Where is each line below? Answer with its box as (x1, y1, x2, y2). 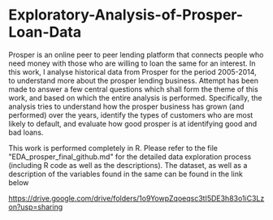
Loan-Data (8, 23, 82, 41)
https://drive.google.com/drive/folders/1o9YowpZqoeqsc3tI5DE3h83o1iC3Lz (8, 193, 265, 203)
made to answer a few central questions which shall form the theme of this (8, 84, 258, 94)
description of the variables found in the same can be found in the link (8, 169, 244, 179)
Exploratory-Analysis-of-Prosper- (8, 6, 244, 24)
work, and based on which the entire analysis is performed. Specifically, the (8, 93, 262, 102)
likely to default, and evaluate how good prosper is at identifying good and (8, 119, 258, 128)
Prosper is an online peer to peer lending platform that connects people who (8, 50, 264, 59)
